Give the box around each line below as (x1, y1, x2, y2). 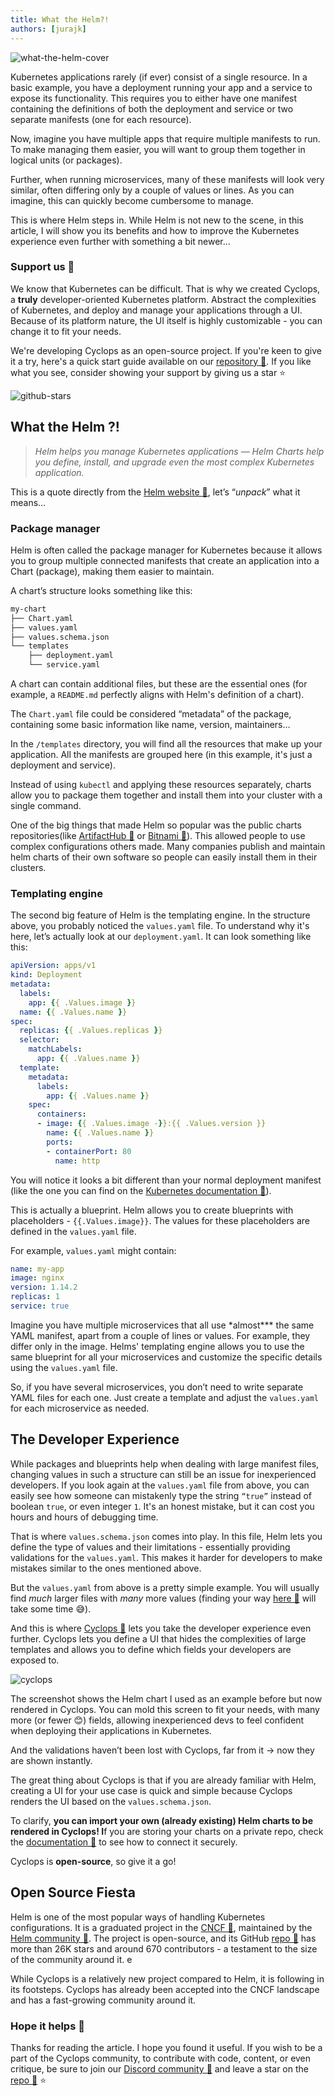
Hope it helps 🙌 (10, 2019, 85, 2033)
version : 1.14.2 (10, 1282, 78, 1293)
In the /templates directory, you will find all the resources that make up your (10, 738, 323, 750)
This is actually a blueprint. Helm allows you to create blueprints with (10, 1204, 294, 1216)
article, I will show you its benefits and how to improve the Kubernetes (10, 224, 300, 236)
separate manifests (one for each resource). (10, 113, 192, 125)
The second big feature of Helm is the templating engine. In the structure (10, 909, 311, 921)
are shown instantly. (10, 1754, 93, 1766)
